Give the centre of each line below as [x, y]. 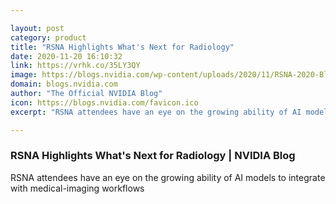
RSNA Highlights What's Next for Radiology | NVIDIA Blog [153, 156]
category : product [48, 37]
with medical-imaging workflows [77, 188]
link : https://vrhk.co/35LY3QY [75, 66]
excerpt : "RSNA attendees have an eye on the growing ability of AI [156, 112]
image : [24, 75]
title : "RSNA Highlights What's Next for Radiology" [122, 47]
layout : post [37, 28]
